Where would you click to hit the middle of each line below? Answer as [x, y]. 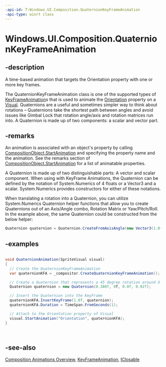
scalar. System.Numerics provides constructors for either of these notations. [83, 189]
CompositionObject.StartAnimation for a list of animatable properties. [75, 163]
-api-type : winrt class [30, 14]
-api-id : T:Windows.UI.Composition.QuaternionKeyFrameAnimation [73, 10]
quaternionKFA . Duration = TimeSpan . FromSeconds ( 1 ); [64, 305]
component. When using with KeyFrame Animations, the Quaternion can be [82, 178]
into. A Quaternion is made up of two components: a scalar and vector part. [82, 120]
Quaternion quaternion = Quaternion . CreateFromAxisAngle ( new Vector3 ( [79, 228]
